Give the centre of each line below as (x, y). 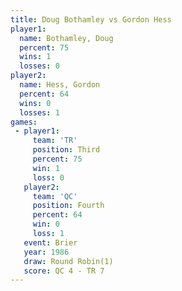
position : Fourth (68, 206)
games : (24, 122)
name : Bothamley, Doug (66, 38)
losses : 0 (39, 66)
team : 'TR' (55, 141)
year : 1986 (46, 252)
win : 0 (46, 224)
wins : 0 (35, 103)
